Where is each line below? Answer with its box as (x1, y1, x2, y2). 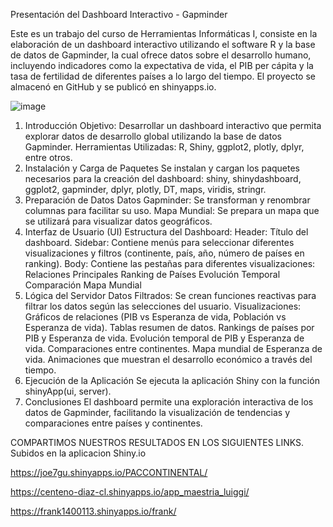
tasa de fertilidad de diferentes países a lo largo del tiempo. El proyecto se (10, 70, 316, 82)
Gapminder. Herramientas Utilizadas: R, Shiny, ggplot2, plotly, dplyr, (24, 141, 305, 153)
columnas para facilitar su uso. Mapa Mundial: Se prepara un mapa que (24, 205, 320, 216)
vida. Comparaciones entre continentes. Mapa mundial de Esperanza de (24, 343, 323, 354)
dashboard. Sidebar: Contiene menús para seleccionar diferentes (24, 237, 295, 248)
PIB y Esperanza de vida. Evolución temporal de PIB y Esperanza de (24, 332, 305, 344)
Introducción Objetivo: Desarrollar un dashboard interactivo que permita (24, 120, 322, 131)
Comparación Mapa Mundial (24, 279, 142, 291)
